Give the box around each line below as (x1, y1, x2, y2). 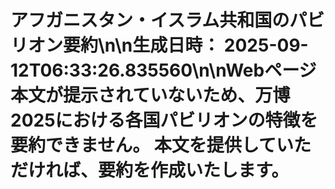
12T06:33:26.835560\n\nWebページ (10, 59, 317, 82)
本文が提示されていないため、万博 (10, 84, 291, 107)
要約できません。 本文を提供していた (10, 134, 312, 157)
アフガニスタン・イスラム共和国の (10, 9, 290, 32)
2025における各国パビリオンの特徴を (10, 109, 318, 132)
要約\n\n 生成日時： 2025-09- (63, 34, 309, 57)
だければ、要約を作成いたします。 (10, 159, 290, 182)
